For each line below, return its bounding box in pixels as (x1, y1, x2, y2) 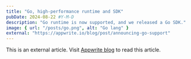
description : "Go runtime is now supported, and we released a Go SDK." (6, 19, 186, 25)
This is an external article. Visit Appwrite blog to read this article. (6, 46, 161, 53)
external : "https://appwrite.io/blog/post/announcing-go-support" (6, 30, 171, 36)
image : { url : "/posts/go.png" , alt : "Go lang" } (6, 25, 129, 31)
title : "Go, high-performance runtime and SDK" (6, 8, 124, 15)
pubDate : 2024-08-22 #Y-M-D (6, 14, 75, 20)
